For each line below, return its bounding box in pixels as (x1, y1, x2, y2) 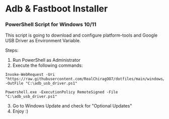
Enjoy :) (12, 108, 29, 114)
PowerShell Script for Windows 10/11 (5, 21, 97, 28)
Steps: (5, 47, 19, 53)
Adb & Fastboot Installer (5, 3, 108, 15)
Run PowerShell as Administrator (12, 57, 81, 63)
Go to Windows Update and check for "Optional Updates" (12, 103, 132, 109)
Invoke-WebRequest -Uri (5, 72, 55, 77)
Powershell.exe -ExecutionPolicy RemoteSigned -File (5, 90, 118, 95)
